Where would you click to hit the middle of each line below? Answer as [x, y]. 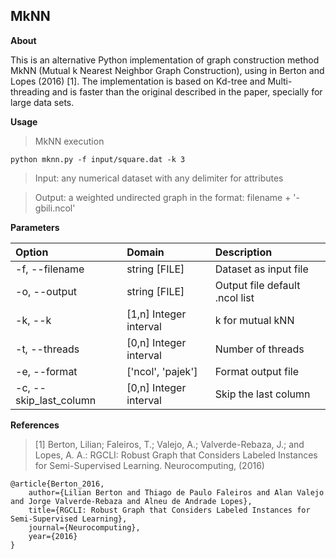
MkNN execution [69, 141]
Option [32, 252]
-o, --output [46, 291]
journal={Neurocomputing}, [84, 527]
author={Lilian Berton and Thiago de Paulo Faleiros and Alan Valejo [176, 492]
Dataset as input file [261, 269]
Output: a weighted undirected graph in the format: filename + [163, 197]
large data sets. [42, 102]
